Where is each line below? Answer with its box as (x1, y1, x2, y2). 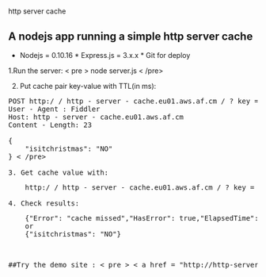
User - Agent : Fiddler (8, 105, 101, 113)
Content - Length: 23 (8, 121, 93, 129)
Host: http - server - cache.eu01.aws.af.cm (8, 113, 184, 121)
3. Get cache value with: (8, 168, 109, 177)
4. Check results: (8, 199, 80, 208)
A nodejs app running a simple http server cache (8, 29, 253, 43)
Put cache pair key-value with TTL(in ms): (19, 82, 157, 90)
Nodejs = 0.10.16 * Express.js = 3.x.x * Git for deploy (19, 51, 191, 60)
